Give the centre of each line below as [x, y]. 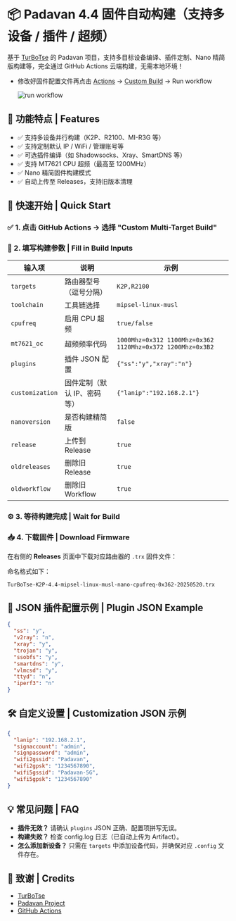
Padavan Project [41, 903]
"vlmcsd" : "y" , [36, 670]
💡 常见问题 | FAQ [43, 809]
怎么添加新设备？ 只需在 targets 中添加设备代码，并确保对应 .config [117, 845]
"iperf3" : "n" [34, 684]
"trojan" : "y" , [36, 651]
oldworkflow [31, 489]
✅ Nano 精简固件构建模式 [54, 173]
